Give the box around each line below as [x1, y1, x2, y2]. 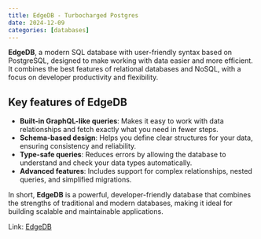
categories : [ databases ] [8, 26, 90, 34]
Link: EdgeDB [8, 222, 53, 232]
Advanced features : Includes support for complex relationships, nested [19, 167, 253, 176]
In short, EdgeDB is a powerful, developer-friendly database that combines [8, 190, 252, 200]
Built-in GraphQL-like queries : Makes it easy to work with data [19, 116, 224, 126]
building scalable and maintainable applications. [8, 207, 164, 216]
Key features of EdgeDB [8, 95, 127, 108]
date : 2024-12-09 [8, 19, 65, 27]
